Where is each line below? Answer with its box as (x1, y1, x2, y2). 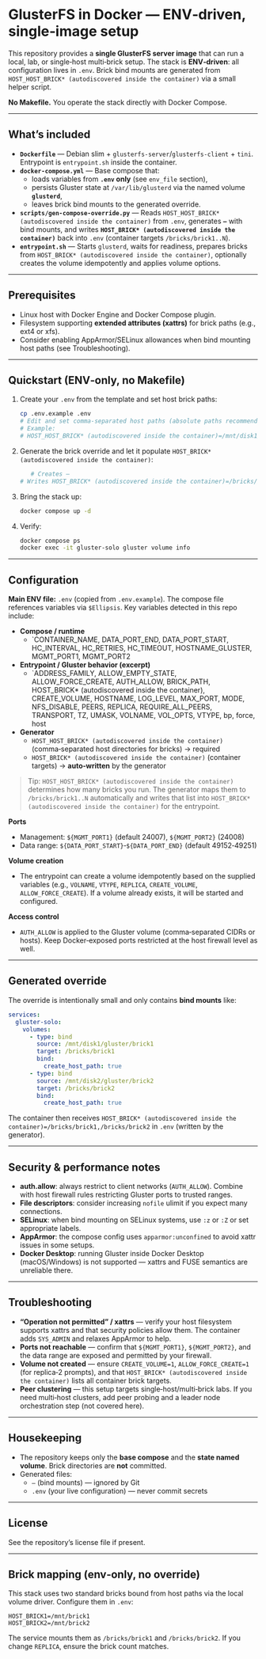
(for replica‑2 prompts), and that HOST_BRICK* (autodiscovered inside (19, 1367, 248, 1376)
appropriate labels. (19, 1224, 82, 1233)
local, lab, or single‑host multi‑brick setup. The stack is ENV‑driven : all (8, 57, 240, 66)
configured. (19, 897, 58, 906)
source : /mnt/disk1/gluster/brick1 (36, 1040, 154, 1048)
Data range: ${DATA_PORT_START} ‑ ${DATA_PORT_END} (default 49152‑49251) (19, 841, 257, 850)
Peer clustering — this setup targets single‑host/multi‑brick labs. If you (19, 1384, 253, 1394)
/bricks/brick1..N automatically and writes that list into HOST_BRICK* (27, 793, 251, 803)
